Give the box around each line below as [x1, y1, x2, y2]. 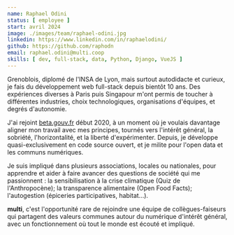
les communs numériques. [7, 148, 84, 156]
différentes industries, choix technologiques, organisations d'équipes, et [7, 97, 215, 106]
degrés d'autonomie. [7, 104, 68, 113]
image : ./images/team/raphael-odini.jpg [7, 29, 127, 37]
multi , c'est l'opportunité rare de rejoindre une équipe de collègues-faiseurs [7, 204, 226, 213]
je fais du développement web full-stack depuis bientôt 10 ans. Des [7, 82, 201, 91]
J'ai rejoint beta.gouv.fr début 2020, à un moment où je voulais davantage [7, 118, 221, 127]
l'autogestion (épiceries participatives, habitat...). [7, 191, 149, 199]
